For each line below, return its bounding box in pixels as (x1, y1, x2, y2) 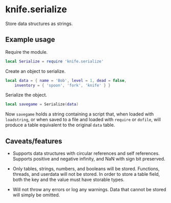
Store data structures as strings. (5, 20, 73, 27)
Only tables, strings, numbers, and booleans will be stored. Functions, (12, 166, 160, 172)
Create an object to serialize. (5, 68, 66, 74)
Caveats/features (5, 137, 62, 145)
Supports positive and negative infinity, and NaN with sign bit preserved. (12, 156, 165, 162)
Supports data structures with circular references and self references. (12, 150, 160, 156)
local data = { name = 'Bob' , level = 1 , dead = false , (5, 78, 127, 83)
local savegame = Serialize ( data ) (5, 102, 79, 107)
